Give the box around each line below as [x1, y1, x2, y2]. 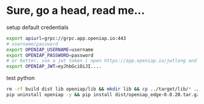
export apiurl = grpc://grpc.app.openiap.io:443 [6, 35, 126, 41]
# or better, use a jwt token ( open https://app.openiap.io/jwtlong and [6, 58, 197, 64]
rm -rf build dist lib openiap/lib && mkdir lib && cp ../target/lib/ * [6, 86, 191, 93]
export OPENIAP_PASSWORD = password [6, 52, 94, 58]
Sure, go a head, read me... [6, 4, 145, 18]
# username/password [6, 41, 59, 47]
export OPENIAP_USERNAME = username [6, 47, 94, 53]
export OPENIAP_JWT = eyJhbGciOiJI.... [6, 63, 102, 70]
